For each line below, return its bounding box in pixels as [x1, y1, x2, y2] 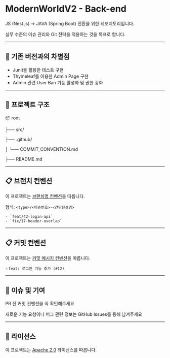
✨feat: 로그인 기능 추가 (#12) [5, 266, 65, 272]
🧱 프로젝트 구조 [5, 101, 50, 109]
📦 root [5, 115, 20, 121]
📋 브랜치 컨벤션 [5, 176, 52, 185]
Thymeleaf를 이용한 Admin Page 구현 [12, 73, 89, 79]
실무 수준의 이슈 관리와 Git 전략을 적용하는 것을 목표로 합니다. [5, 31, 125, 37]
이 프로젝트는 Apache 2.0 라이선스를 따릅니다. [5, 346, 97, 353]
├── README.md [5, 156, 42, 162]
